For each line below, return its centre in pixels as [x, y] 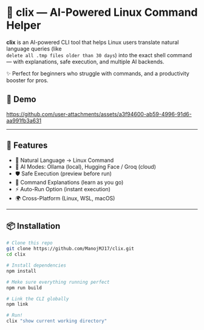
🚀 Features [27, 146]
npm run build [24, 288]
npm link [17, 304]
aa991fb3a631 [24, 121]
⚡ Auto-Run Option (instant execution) [63, 189]
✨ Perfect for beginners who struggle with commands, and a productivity [98, 73]
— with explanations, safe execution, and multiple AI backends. [85, 61]
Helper [24, 25]
